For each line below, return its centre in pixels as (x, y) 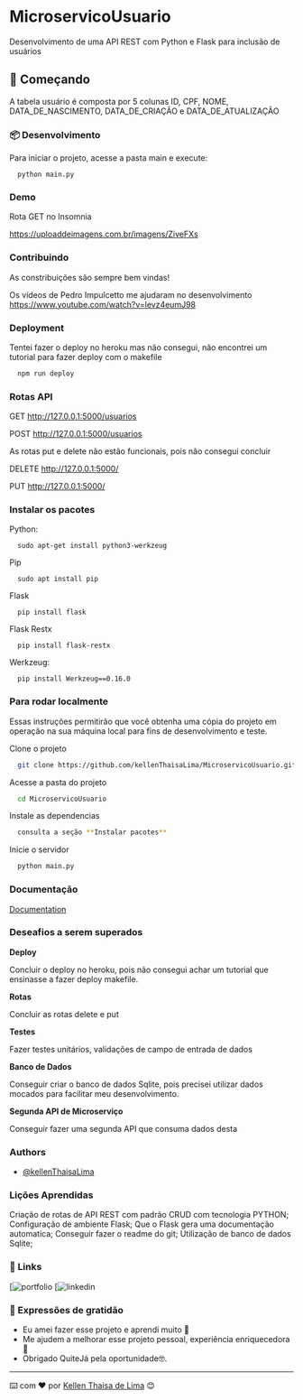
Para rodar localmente (59, 701)
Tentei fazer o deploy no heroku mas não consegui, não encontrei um (138, 347)
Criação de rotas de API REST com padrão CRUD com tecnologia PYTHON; (149, 1215)
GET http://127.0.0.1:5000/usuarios (73, 416)
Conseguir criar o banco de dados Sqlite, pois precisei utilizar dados (136, 1084)
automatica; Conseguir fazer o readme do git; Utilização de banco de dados (150, 1234)
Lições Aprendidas (51, 1195)
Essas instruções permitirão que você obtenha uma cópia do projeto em (143, 721)
